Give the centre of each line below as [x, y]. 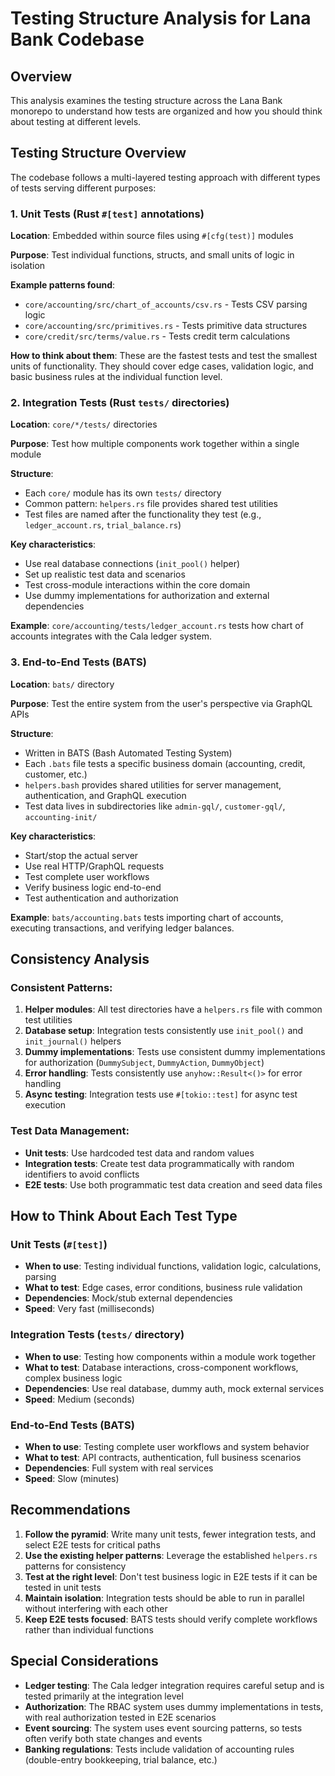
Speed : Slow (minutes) [72, 1478]
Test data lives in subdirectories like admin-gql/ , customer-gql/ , [155, 806]
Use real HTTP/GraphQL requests [94, 866]
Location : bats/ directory [62, 684]
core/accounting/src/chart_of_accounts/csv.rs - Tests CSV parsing [166, 304]
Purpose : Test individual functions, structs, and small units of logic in [152, 255]
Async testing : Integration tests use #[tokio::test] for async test [161, 1094]
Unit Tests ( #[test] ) [59, 1244]
